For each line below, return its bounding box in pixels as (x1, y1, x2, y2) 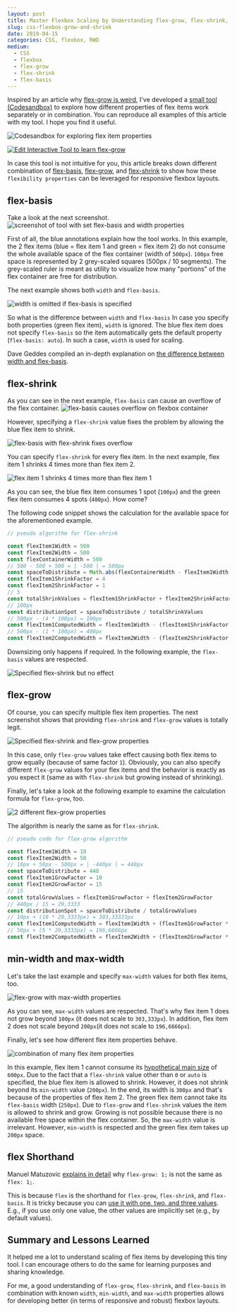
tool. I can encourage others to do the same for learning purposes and (7, 1260, 212, 1269)
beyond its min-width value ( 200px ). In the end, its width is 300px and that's (7, 1085, 223, 1093)
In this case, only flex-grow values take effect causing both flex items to (7, 750, 217, 759)
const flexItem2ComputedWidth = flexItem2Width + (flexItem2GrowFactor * (7, 934, 229, 941)
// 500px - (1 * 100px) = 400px (7, 628, 102, 635)
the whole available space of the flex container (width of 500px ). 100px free (7, 250, 224, 258)
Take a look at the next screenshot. (7, 214, 109, 222)
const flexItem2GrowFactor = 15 (7, 881, 102, 888)
